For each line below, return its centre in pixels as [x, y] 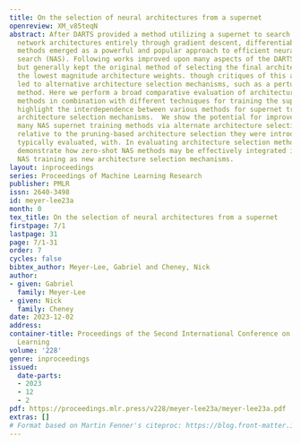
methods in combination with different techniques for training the [148, 101]
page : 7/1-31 [34, 243]
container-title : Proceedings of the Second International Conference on [150, 334]
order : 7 [26, 251]
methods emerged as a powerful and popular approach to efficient [144, 51]
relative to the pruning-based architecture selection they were [142, 134]
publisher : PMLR [39, 184]
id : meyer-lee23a [42, 201]
